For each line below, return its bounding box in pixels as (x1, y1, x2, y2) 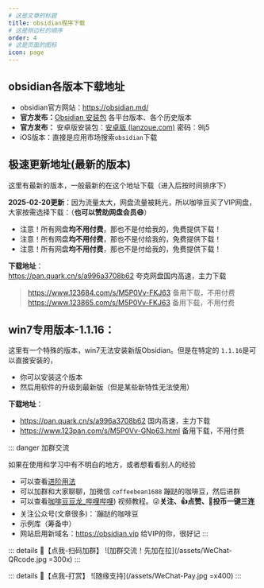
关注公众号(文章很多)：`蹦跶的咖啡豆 (19, 509, 139, 519)
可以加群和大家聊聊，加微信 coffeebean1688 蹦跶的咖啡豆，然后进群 (19, 486, 240, 497)
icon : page (8, 48, 44, 56)
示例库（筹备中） (19, 519, 76, 528)
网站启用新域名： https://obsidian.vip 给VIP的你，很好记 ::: (19, 529, 209, 539)
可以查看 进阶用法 (19, 477, 76, 486)
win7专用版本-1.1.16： (8, 323, 115, 337)
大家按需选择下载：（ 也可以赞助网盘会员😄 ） (8, 207, 151, 217)
